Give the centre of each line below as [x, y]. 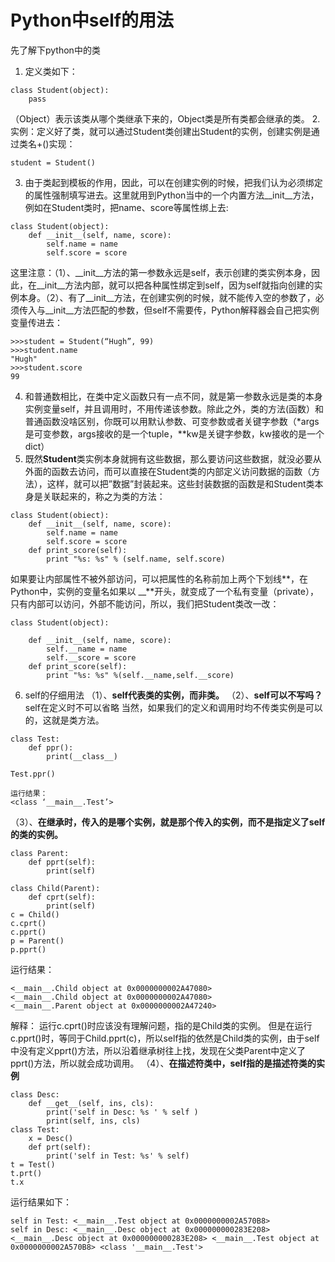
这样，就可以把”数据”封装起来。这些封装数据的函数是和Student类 [180, 483]
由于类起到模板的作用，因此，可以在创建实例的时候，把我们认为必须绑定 [173, 182]
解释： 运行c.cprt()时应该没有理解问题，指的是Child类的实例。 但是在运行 [161, 1025]
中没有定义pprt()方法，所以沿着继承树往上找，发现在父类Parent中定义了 [158, 1050]
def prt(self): [60, 1147]
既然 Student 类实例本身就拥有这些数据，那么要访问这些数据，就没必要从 [173, 458]
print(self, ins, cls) [93, 1121]
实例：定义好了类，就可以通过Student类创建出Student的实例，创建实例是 [161, 131]
